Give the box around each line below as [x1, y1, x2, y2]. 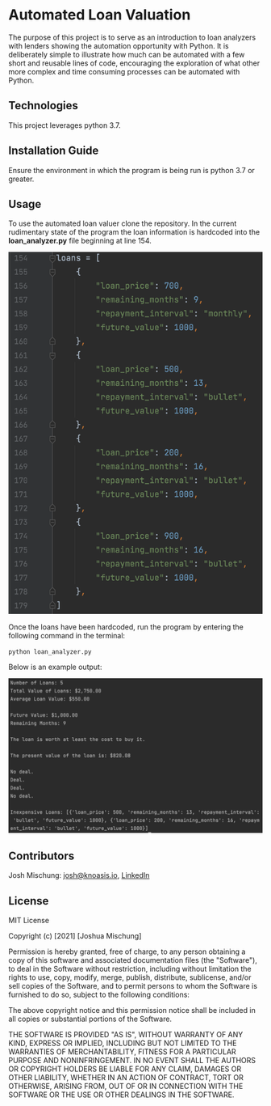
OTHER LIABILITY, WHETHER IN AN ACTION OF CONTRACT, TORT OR [8, 1072, 244, 1082]
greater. [8, 174, 35, 184]
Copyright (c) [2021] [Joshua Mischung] [8, 930, 142, 940]
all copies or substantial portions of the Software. [8, 1014, 172, 1023]
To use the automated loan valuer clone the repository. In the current [8, 218, 237, 228]
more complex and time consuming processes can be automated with [8, 66, 240, 76]
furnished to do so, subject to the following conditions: [8, 989, 190, 999]
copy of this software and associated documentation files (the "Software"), [8, 955, 258, 964]
